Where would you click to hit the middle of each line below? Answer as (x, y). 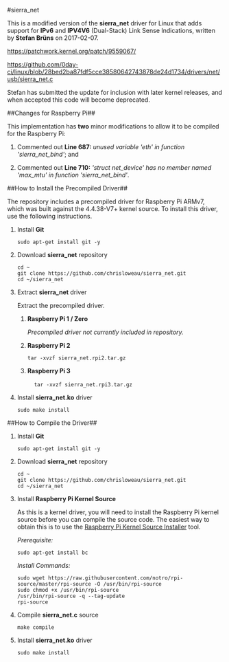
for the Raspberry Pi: (36, 134)
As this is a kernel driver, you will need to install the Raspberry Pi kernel (118, 512)
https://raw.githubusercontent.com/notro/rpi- (116, 578)
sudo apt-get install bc (52, 553)
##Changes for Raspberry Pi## (51, 113)
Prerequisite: (35, 540)
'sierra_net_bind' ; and (48, 154)
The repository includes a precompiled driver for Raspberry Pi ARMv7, (106, 201)
